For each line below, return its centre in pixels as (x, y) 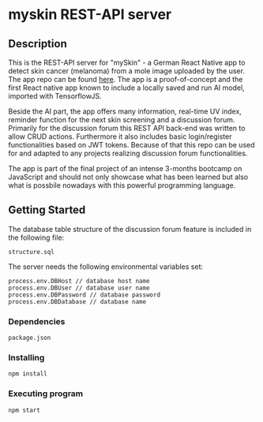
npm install (28, 374)
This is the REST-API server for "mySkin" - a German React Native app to (127, 62)
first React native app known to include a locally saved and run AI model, (126, 88)
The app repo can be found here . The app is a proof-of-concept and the (126, 79)
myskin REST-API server (90, 15)
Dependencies (37, 321)
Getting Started (47, 210)
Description (38, 44)
